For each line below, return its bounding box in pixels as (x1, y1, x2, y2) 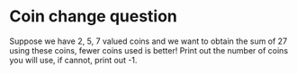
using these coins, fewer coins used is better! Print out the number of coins (9, 45, 289, 55)
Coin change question (9, 6, 178, 27)
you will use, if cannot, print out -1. (9, 54, 138, 65)
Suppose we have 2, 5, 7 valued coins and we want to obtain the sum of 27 (9, 36, 288, 46)
